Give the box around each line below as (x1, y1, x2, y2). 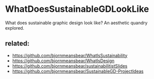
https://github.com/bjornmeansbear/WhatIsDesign (12, 58, 115, 64)
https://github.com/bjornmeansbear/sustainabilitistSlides (12, 63, 128, 69)
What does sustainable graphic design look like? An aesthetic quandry (5, 20, 148, 26)
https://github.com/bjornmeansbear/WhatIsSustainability (12, 52, 128, 58)
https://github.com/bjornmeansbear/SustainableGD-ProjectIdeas (12, 68, 144, 74)
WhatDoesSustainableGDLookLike (5, 3, 149, 15)
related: (5, 39, 30, 48)
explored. (5, 25, 25, 31)
